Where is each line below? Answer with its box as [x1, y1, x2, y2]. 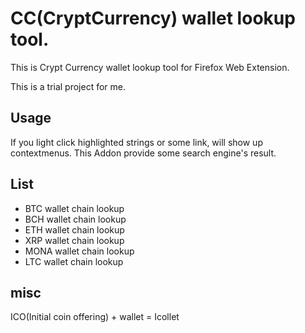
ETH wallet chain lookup [24, 223, 125, 236]
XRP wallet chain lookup [24, 234, 125, 246]
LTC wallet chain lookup [24, 255, 124, 267]
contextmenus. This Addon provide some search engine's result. [10, 147, 277, 159]
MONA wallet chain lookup [24, 245, 135, 257]
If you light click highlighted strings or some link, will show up [10, 136, 263, 148]
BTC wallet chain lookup [24, 202, 125, 214]
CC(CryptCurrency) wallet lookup [10, 7, 296, 30]
